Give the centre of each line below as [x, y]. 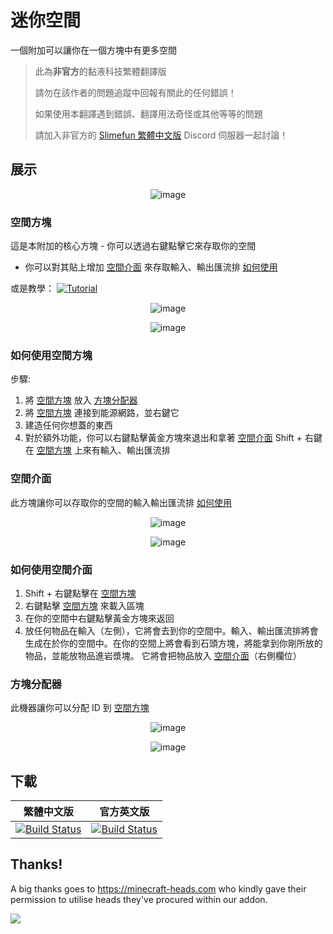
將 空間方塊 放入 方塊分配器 [81, 400]
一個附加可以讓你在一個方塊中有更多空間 [93, 50]
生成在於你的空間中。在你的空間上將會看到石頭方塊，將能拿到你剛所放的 [173, 643]
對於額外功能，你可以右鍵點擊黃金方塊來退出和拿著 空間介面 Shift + [163, 438]
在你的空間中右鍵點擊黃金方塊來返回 [99, 618]
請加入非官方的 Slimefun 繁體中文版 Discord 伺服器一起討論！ [161, 135]
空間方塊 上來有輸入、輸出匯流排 [103, 450]
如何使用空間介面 [51, 569]
